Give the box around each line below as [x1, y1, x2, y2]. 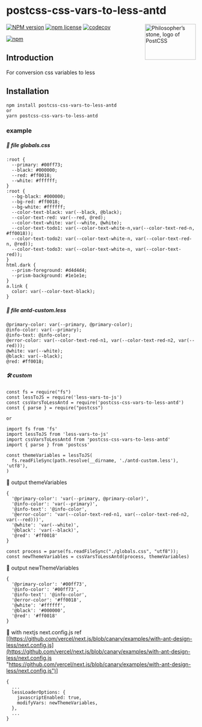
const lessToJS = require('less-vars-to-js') [6, 394, 122, 401]
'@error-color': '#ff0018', [11, 597, 82, 603]
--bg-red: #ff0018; [11, 199, 61, 205]
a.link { [6, 283, 28, 289]
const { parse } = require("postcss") [6, 405, 103, 411]
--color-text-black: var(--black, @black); [11, 209, 122, 216]
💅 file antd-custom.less [6, 307, 67, 314]
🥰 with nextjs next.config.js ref [6, 629, 82, 636]
